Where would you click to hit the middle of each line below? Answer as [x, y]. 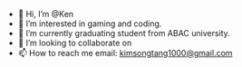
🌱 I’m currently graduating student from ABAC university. [124, 33]
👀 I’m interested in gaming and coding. [90, 24]
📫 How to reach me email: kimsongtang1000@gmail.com [125, 53]
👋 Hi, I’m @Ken [46, 14]
